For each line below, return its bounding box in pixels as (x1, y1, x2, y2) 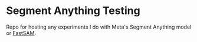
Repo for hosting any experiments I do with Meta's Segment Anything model (6, 23, 192, 30)
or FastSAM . (6, 29, 37, 36)
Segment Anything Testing (6, 4, 140, 17)
